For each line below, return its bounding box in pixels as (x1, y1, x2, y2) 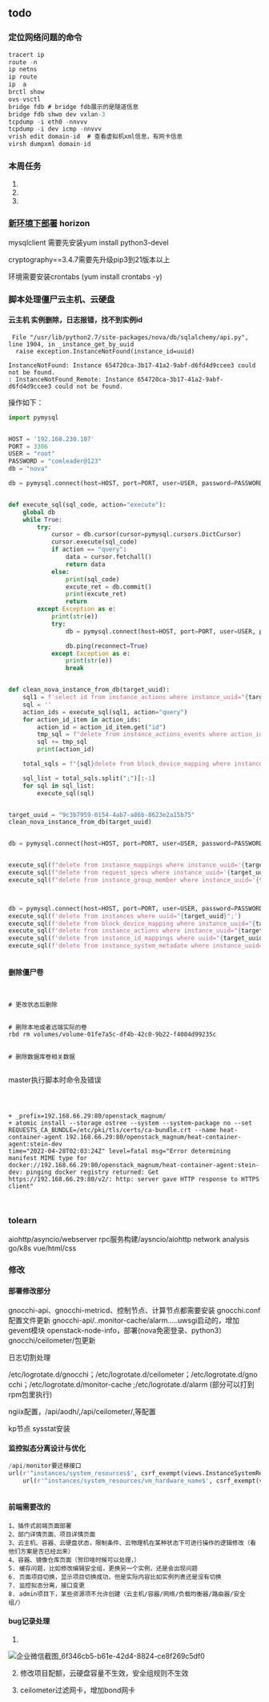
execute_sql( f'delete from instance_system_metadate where (8, 942, 210, 950)
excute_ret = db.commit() (65, 583, 152, 591)
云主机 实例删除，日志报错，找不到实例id (8, 315, 143, 325)
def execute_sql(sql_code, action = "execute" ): (8, 500, 167, 508)
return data (65, 560, 106, 568)
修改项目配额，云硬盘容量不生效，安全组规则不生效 (19, 1668, 189, 1678)
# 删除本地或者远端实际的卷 (8, 1024, 88, 1032)
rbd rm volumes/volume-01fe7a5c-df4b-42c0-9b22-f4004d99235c (8, 1030, 217, 1039)
